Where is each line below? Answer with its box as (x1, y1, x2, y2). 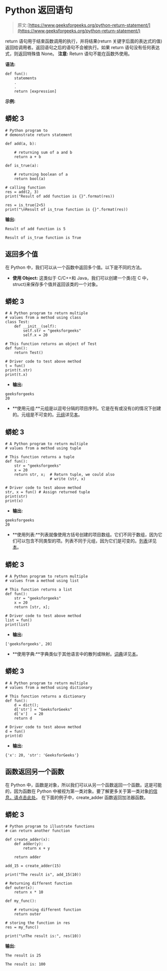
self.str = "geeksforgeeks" (23, 328, 81, 333)
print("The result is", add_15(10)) (5, 872, 81, 877)
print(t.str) (5, 368, 32, 373)
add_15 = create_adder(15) (5, 863, 61, 869)
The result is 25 (5, 953, 41, 958)
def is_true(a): (5, 163, 39, 168)
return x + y (23, 846, 50, 851)
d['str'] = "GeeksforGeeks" (14, 707, 72, 712)
